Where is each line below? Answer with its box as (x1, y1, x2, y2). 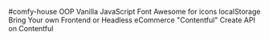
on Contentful (8, 24, 54, 33)
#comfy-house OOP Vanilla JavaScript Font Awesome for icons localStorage (8, 7, 261, 16)
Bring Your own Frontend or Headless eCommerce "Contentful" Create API (8, 15, 255, 25)
